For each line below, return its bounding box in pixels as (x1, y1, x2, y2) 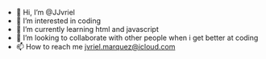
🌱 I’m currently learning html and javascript (15, 25, 159, 33)
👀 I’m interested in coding (15, 16, 102, 26)
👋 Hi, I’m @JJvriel (15, 8, 75, 17)
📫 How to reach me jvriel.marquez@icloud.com (15, 42, 176, 51)
